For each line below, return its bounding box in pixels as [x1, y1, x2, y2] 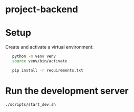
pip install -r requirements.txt [12, 68, 83, 73]
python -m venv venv [12, 54, 56, 59]
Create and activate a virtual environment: [5, 44, 94, 50]
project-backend [5, 4, 78, 15]
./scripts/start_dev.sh [5, 102, 56, 107]
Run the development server [5, 85, 129, 97]
